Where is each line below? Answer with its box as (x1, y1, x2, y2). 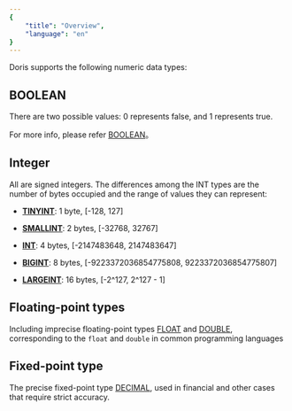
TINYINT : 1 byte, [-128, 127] (21, 205, 124, 216)
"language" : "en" (25, 29, 89, 38)
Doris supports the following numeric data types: (9, 62, 188, 73)
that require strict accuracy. (9, 392, 111, 402)
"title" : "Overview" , (25, 21, 104, 30)
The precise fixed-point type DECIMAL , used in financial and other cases (9, 382, 276, 392)
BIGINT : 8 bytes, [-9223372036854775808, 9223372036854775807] (21, 257, 277, 268)
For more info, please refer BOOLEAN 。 (9, 129, 153, 140)
